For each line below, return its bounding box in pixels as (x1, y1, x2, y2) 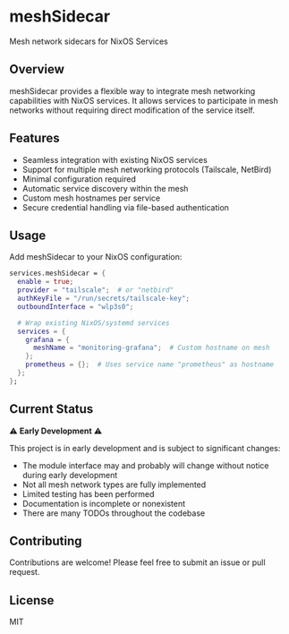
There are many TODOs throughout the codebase (21, 508, 206, 518)
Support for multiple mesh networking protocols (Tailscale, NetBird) (21, 164, 272, 175)
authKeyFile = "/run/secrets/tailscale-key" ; (17, 294, 191, 303)
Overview (9, 62, 65, 77)
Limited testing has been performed (21, 488, 155, 499)
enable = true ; (17, 278, 74, 287)
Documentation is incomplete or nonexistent (21, 498, 186, 509)
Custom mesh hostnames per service (21, 193, 161, 203)
